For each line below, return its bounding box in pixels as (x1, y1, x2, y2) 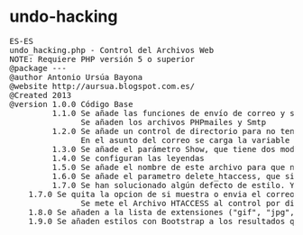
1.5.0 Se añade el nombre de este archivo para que (51, 162, 286, 172)
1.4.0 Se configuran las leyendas (51, 153, 205, 163)
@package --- (9, 63, 68, 73)
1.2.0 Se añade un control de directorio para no (51, 126, 277, 136)
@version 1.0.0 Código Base (9, 99, 133, 109)
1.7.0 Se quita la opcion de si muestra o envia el (28, 189, 262, 199)
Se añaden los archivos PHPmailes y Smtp (80, 117, 267, 127)
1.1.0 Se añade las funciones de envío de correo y (51, 108, 286, 118)
